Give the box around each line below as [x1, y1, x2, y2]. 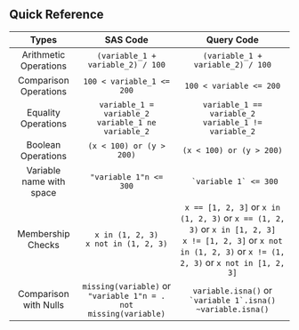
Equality [26, 106, 61, 118]
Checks [28, 238, 60, 251]
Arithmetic [21, 48, 66, 60]
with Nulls [22, 298, 65, 310]
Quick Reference [9, 7, 104, 22]
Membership [17, 227, 70, 239]
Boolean [26, 138, 61, 150]
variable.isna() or [192, 284, 273, 296]
